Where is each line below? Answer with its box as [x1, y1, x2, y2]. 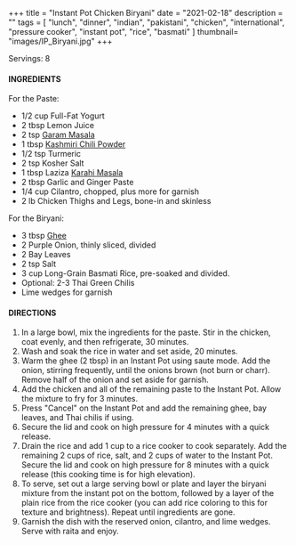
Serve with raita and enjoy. [20, 525, 119, 537]
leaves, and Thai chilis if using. [20, 412, 134, 423]
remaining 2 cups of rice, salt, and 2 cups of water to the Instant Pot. [20, 450, 273, 461]
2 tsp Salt [20, 258, 57, 270]
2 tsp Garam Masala [20, 129, 95, 141]
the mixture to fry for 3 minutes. [20, 394, 139, 404]
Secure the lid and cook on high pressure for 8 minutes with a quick [20, 460, 270, 470]
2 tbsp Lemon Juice [20, 120, 95, 131]
